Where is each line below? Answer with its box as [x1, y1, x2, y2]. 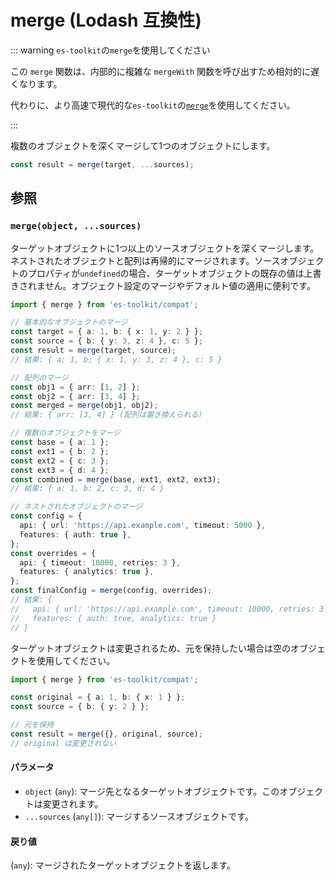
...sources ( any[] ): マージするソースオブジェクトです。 [24, 810, 254, 822]
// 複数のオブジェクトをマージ [10, 428, 121, 438]
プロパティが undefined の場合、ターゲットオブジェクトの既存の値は [27, 267, 305, 279]
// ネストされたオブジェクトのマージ [10, 502, 143, 512]
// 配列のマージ [10, 372, 69, 383]
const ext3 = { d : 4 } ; [10, 465, 110, 475]
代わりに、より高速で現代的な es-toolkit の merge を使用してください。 [10, 99, 296, 111]
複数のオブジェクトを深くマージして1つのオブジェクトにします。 [10, 139, 276, 151]
